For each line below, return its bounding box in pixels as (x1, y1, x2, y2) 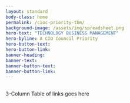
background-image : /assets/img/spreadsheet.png (5, 25, 125, 31)
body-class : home (5, 14, 48, 20)
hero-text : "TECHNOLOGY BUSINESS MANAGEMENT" (5, 30, 119, 36)
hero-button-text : (5, 42, 51, 47)
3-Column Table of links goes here (5, 90, 89, 97)
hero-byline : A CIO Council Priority (5, 36, 98, 42)
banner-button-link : (5, 68, 56, 74)
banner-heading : (5, 52, 45, 58)
